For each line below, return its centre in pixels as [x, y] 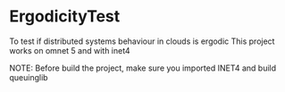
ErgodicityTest [65, 17]
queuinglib [29, 77]
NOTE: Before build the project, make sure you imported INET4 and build [143, 68]
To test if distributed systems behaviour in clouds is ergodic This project [142, 41]
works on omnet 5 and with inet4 [70, 50]
